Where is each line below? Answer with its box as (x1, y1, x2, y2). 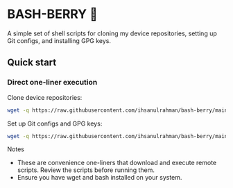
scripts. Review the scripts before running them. (17, 166, 155, 174)
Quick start (7, 57, 57, 69)
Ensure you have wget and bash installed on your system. (17, 173, 182, 182)
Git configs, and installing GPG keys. (7, 36, 112, 44)
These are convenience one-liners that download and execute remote (17, 159, 217, 167)
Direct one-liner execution (7, 78, 98, 87)
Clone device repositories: (7, 93, 83, 101)
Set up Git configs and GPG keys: (7, 119, 103, 128)
